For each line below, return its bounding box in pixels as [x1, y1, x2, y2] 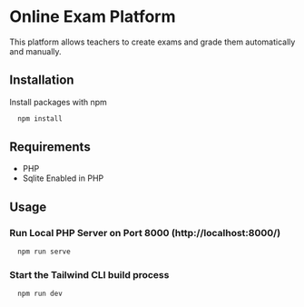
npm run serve [17, 247, 71, 256]
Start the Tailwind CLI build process [9, 268, 170, 281]
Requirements [9, 139, 91, 155]
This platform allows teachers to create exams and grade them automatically [9, 36, 296, 47]
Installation [9, 73, 74, 88]
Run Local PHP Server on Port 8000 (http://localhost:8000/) [9, 226, 281, 239]
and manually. [9, 45, 62, 56]
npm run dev [17, 289, 64, 299]
